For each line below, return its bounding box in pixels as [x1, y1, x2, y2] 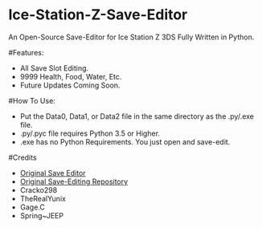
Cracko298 [19, 185, 58, 194]
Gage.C [19, 202, 46, 212]
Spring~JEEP [19, 210, 64, 220]
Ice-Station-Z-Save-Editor [8, 6, 188, 24]
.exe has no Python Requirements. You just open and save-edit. [19, 136, 231, 146]
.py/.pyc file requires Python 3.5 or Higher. [19, 128, 161, 138]
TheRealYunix [19, 193, 67, 203]
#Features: [8, 47, 44, 57]
